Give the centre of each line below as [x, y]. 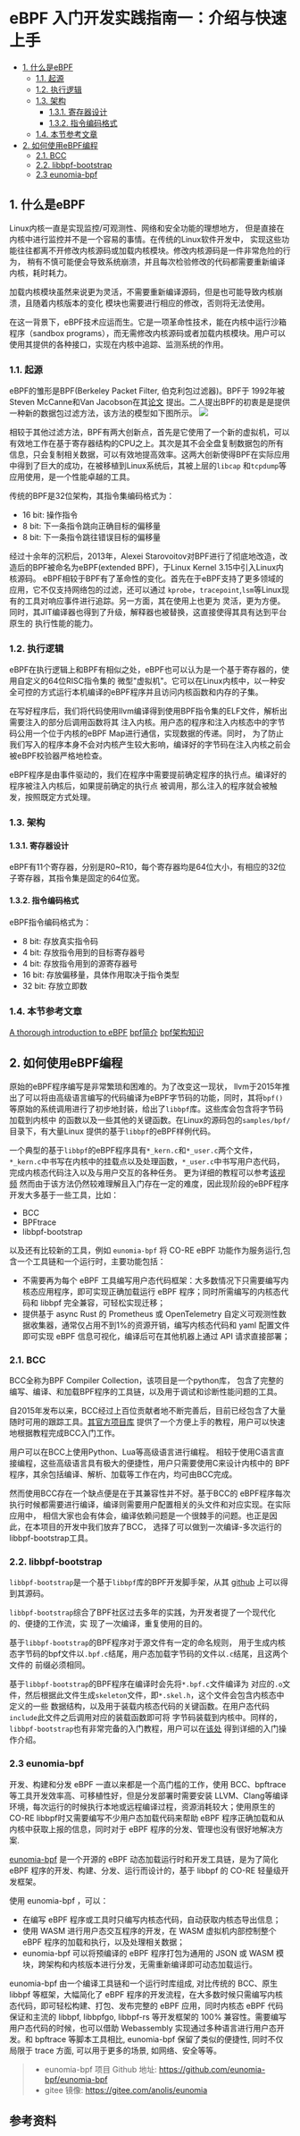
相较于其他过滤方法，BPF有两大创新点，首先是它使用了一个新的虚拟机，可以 [150, 432]
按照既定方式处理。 [60, 798]
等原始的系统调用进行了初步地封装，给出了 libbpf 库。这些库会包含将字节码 [146, 1109]
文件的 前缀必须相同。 [50, 1665]
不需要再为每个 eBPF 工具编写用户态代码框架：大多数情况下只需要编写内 [155, 1280]
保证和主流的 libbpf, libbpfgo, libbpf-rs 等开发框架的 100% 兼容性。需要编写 [148, 2016]
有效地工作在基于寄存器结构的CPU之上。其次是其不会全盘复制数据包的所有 [146, 443]
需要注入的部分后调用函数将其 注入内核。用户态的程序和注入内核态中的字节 [147, 722]
